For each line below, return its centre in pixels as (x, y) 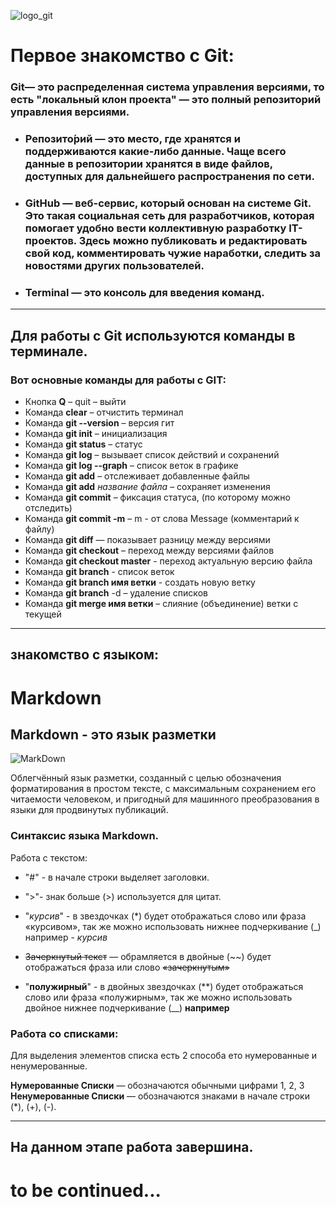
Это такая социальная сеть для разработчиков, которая (169, 215)
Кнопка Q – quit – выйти (75, 401)
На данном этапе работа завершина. (132, 1147)
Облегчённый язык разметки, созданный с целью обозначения (146, 778)
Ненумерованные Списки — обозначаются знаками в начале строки (160, 1096)
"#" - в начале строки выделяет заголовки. (117, 877)
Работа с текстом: (49, 857)
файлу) (39, 529)
